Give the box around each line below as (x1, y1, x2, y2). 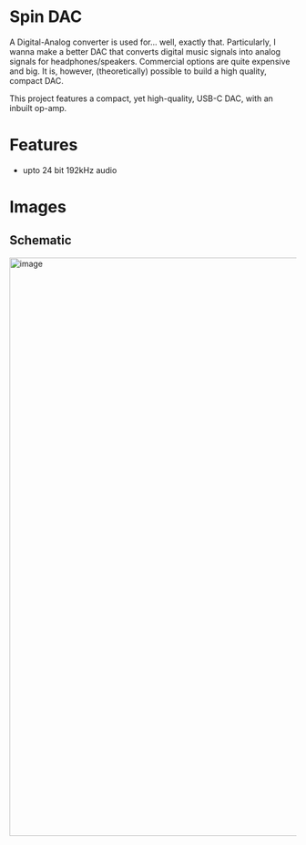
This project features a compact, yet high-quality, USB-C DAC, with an (9, 93, 273, 104)
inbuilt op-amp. (9, 102, 67, 113)
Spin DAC (9, 6, 83, 27)
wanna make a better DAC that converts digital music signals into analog (9, 46, 280, 57)
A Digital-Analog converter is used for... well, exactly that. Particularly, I (9, 36, 276, 47)
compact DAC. (9, 75, 64, 86)
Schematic (9, 232, 72, 248)
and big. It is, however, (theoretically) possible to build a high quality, (9, 66, 267, 77)
